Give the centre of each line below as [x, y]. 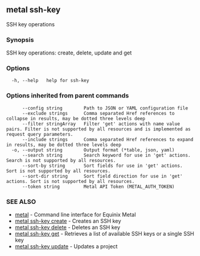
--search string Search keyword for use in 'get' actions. [106, 155]
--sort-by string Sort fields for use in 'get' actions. [102, 166]
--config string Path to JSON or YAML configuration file [105, 108]
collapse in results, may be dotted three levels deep [76, 118]
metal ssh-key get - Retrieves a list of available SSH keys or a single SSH [104, 234]
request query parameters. [40, 134]
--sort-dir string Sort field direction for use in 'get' [102, 176]
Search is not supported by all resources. [61, 160]
